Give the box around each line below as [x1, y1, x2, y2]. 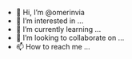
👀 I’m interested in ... [15, 16, 84, 26]
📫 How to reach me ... [15, 42, 90, 51]
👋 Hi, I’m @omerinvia [15, 8, 86, 17]
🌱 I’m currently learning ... [15, 25, 102, 33]
